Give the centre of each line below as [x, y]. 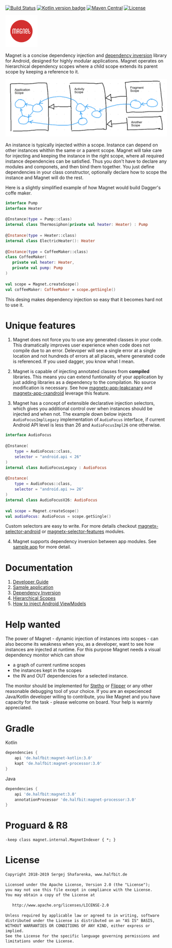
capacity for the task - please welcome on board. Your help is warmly [79, 702]
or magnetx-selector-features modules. [83, 532]
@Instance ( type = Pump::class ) [39, 219]
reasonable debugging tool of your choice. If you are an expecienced [78, 691]
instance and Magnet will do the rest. [44, 178]
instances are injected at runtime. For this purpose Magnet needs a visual [83, 650]
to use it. [15, 305]
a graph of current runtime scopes [49, 665]
